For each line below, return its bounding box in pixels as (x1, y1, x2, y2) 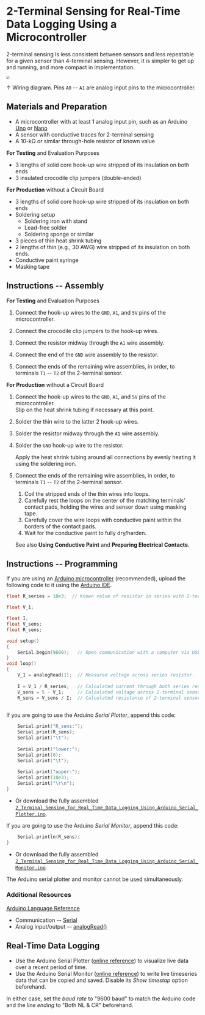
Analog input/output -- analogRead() (15, 923, 107, 930)
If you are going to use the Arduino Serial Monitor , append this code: (6, 822, 179, 829)
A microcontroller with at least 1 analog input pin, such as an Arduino (15, 118, 188, 125)
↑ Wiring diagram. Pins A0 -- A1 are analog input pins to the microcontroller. (6, 84, 196, 91)
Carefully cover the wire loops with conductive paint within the (24, 516, 182, 523)
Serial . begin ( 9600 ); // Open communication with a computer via (17, 649, 190, 656)
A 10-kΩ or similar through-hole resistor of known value (15, 137, 156, 144)
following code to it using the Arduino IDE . (6, 582, 112, 589)
